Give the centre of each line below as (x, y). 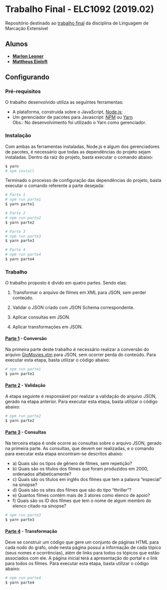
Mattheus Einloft (30, 61)
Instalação (18, 135)
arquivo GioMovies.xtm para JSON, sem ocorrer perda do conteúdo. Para (81, 355)
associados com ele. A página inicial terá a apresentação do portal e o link (82, 558)
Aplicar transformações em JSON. (48, 327)
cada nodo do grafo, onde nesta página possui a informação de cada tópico (83, 547)
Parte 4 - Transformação (31, 531)
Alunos (17, 44)
